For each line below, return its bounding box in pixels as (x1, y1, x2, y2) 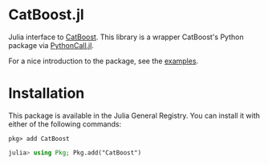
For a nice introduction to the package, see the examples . (8, 56, 199, 66)
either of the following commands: (8, 119, 122, 129)
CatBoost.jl (8, 6, 84, 24)
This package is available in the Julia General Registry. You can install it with (8, 111, 261, 120)
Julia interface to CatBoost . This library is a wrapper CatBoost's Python (8, 32, 244, 42)
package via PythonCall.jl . (8, 40, 95, 50)
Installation (8, 84, 85, 103)
